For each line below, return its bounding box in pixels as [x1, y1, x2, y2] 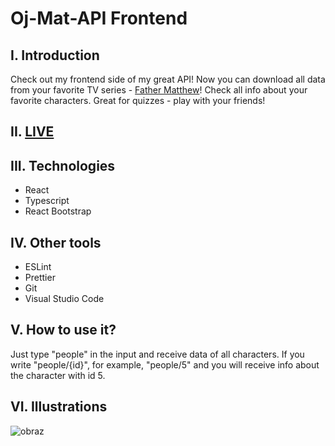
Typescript [24, 195, 70, 207]
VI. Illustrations [10, 398, 108, 416]
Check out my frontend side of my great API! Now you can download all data [10, 73, 326, 85]
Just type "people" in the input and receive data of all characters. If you [10, 348, 305, 360]
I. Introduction [10, 47, 100, 64]
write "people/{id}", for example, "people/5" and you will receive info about [10, 358, 320, 371]
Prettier [24, 272, 56, 284]
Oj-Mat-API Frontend [10, 7, 188, 30]
